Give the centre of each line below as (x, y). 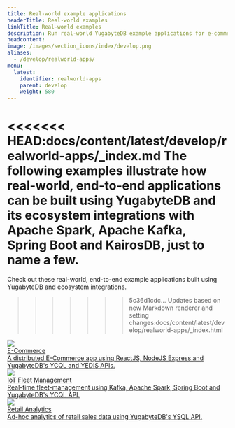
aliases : (20, 53)
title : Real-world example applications (67, 14)
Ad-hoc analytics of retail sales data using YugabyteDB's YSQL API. (105, 417)
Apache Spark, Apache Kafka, (97, 230)
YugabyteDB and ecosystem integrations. (67, 287)
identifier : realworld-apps (60, 79)
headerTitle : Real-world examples (58, 20)
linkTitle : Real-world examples (54, 27)
